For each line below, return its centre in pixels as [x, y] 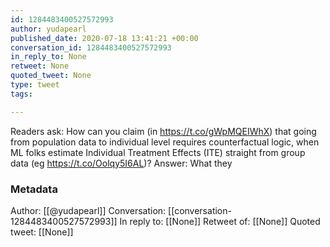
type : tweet [35, 85]
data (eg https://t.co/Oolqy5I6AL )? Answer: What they [121, 163]
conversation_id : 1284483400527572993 [91, 47]
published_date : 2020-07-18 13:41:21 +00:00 [104, 38]
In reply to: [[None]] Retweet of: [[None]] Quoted [220, 221]
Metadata [34, 189]
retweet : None [40, 66]
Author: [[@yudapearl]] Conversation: [88, 210]
